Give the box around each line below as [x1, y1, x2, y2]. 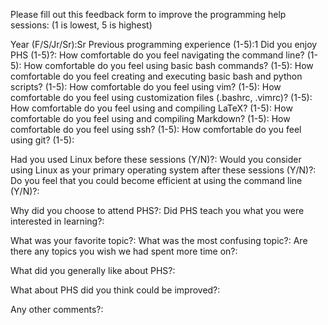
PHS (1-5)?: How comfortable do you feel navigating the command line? [10, 49, 305, 61]
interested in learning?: [10, 215, 105, 227]
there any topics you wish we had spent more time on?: [10, 245, 238, 257]
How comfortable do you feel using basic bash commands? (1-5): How [23, 60, 314, 71]
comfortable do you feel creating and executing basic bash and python [10, 70, 303, 82]
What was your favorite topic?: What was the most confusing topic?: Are [10, 235, 308, 246]
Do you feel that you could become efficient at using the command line [10, 175, 303, 186]
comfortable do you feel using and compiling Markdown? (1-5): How [10, 113, 291, 124]
